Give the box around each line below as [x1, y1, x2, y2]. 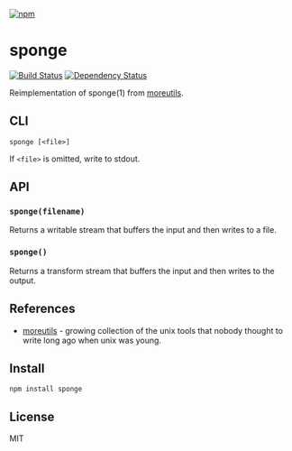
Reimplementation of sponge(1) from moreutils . [9, 87, 185, 98]
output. [9, 275, 36, 286]
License [9, 409, 55, 424]
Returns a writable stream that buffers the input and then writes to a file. [9, 225, 277, 235]
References [9, 301, 76, 317]
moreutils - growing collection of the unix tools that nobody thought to [22, 325, 284, 336]
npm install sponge [9, 384, 83, 394]
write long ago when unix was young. [22, 335, 162, 345]
